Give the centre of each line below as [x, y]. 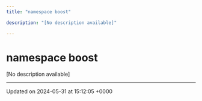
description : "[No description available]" [62, 23]
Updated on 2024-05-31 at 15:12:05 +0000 [60, 91]
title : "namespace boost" [38, 12]
